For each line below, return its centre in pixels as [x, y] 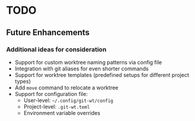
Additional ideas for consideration [56, 49]
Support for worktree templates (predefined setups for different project [102, 75]
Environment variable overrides [62, 113]
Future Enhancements [48, 32]
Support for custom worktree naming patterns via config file [88, 62]
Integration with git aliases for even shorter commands [81, 69]
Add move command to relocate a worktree [67, 88]
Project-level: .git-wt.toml [57, 106]
